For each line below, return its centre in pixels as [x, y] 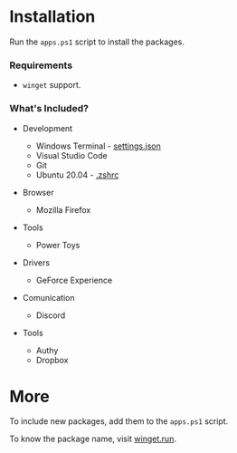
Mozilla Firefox [63, 209]
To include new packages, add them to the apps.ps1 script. [119, 421]
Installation [52, 17]
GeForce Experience [74, 280]
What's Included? [49, 109]
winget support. [52, 85]
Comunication [48, 297]
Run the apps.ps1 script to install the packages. [97, 42]
